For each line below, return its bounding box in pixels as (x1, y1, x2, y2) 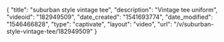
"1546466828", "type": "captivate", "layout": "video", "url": (6, 20, 172, 28)
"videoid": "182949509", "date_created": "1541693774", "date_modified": (6, 13, 214, 21)
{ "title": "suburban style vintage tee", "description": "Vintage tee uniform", (6, 6, 218, 14)
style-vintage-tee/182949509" (6, 27, 93, 35)
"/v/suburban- (173, 20, 214, 28)
